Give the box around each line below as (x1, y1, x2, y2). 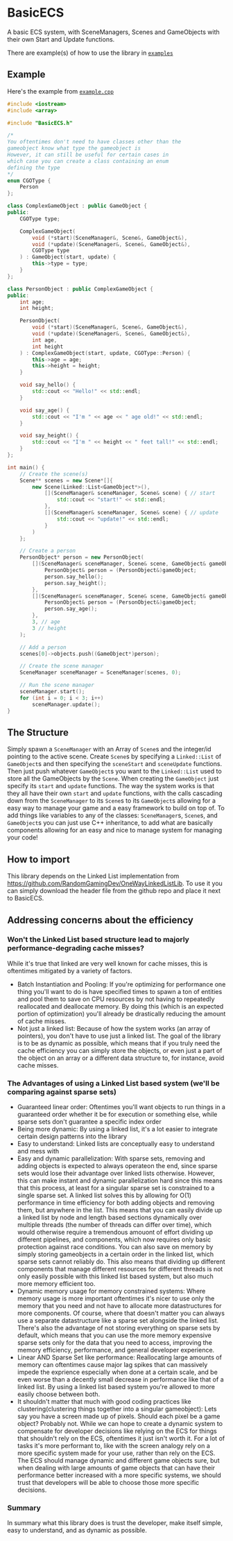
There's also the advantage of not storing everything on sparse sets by (17, 1324, 221, 1332)
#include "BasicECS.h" (7, 119, 73, 126)
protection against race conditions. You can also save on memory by (17, 1243, 214, 1251)
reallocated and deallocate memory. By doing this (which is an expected (17, 1002, 224, 1010)
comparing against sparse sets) (7, 1087, 116, 1097)
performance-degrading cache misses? (7, 943, 144, 953)
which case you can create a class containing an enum (7, 157, 169, 164)
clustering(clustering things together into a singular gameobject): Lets (17, 1405, 217, 1413)
